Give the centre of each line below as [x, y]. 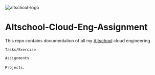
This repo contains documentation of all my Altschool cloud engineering [78, 40]
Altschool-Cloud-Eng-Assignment [77, 27]
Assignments [17, 58]
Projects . [15, 67]
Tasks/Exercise [21, 49]
